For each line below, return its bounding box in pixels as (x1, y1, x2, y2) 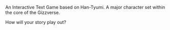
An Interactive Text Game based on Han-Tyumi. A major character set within (5, 4, 165, 10)
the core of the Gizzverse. (5, 9, 60, 15)
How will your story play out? (5, 19, 66, 25)
